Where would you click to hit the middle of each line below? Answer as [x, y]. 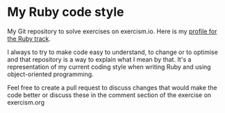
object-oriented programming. [50, 74]
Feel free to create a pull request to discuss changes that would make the [112, 87]
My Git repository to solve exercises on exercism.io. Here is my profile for [112, 31]
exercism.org [26, 102]
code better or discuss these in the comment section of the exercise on [109, 95]
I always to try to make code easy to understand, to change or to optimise [113, 52]
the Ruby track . [29, 38]
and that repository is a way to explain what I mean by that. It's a [99, 59]
